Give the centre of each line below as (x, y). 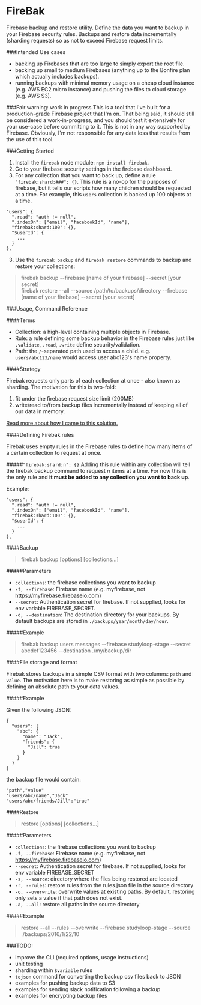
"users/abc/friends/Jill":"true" (48, 801)
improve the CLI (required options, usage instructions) (82, 957)
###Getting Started (30, 151)
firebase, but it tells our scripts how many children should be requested (103, 188)
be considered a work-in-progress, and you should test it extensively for (95, 120)
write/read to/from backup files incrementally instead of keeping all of (101, 405)
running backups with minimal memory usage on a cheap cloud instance (105, 83)
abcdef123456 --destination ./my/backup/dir (76, 651)
